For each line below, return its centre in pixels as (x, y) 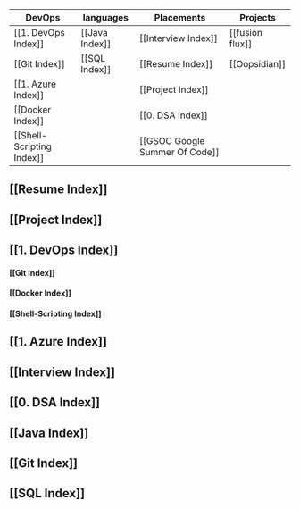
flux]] (241, 44)
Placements (180, 17)
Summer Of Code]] (179, 152)
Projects (258, 17)
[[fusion (246, 33)
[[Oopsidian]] (258, 64)
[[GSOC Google (172, 141)
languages (106, 17)
